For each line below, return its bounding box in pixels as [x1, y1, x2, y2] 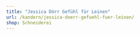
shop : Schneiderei [6, 20, 52, 26]
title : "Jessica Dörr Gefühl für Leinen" [6, 8, 111, 15]
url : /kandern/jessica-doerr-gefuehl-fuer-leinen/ [6, 14, 135, 20]
